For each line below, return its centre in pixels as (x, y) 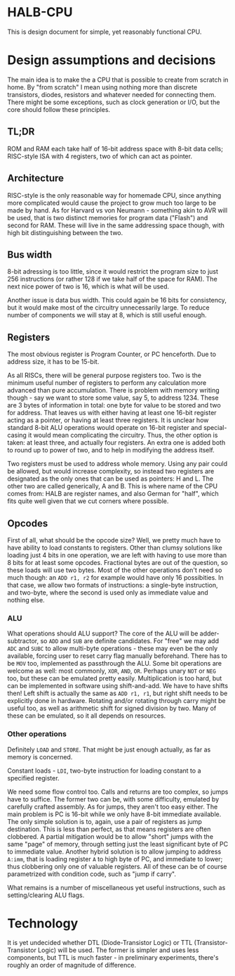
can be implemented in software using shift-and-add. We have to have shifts (118, 686)
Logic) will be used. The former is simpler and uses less (118, 950)
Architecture (36, 178)
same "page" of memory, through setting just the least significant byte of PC (118, 844)
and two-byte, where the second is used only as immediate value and (108, 592)
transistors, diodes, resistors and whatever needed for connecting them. (112, 94)
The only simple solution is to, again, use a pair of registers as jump (105, 821)
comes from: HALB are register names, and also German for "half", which (113, 494)
